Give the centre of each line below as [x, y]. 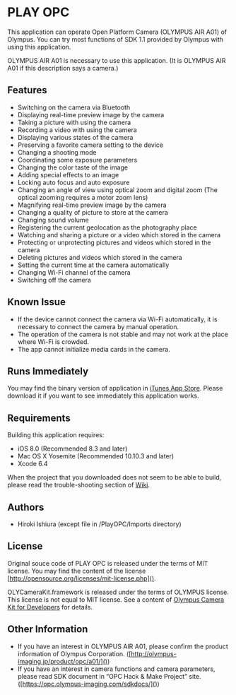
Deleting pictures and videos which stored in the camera [100, 257]
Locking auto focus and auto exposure [73, 182]
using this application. [39, 47]
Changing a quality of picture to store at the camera [93, 212]
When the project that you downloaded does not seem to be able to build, [114, 477]
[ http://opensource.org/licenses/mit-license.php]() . [82, 578]
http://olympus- [153, 653]
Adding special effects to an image [68, 174]
